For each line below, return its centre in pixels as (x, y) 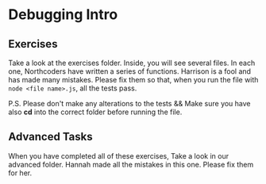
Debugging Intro (63, 15)
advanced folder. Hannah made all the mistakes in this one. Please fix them (131, 164)
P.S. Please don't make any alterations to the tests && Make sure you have (130, 103)
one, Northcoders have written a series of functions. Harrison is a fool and (130, 71)
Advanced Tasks (50, 137)
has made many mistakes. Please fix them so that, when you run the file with (133, 80)
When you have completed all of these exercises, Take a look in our (118, 155)
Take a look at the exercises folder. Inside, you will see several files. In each (132, 63)
